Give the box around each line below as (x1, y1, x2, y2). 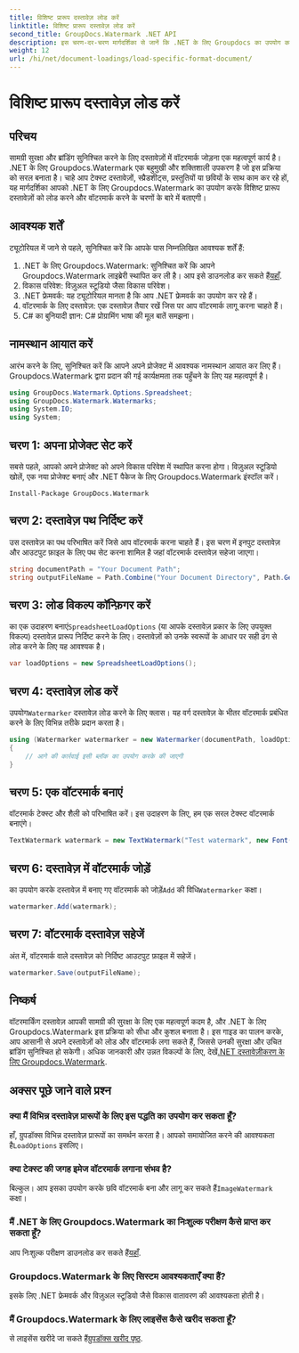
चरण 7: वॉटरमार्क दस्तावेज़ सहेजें (9, 927, 145, 942)
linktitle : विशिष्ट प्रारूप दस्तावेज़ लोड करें (9, 21, 135, 30)
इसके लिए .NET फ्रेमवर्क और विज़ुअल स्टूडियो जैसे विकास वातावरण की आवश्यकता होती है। (9, 1290, 265, 1300)
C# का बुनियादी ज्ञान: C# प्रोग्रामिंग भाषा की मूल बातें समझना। (21, 310, 195, 321)
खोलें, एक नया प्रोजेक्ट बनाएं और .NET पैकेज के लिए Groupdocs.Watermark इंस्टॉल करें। (9, 471, 279, 482)
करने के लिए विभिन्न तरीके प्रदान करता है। (9, 718, 125, 728)
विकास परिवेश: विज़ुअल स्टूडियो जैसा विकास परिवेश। (21, 280, 171, 290)
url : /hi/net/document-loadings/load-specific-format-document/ (9, 54, 253, 63)
